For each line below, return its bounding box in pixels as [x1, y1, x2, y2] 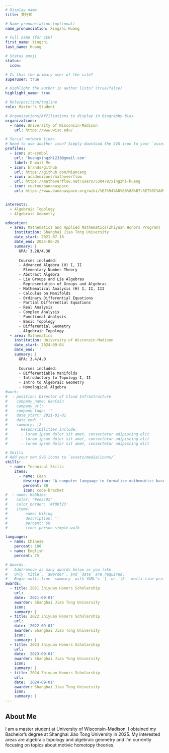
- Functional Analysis [18, 314, 66, 319]
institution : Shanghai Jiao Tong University [14, 230, 109, 235]
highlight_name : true [5, 90, 51, 96]
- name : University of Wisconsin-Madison [10, 123, 98, 128]
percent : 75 [14, 553, 39, 558]
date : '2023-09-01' [14, 651, 55, 657]
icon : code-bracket [23, 488, 64, 493]
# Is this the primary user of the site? [5, 72, 94, 77]
